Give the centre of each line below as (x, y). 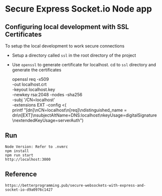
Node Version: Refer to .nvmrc (37, 147)
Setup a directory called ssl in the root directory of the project (74, 55)
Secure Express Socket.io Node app (79, 9)
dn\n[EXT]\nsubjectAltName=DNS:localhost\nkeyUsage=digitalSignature (84, 115)
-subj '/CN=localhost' (34, 100)
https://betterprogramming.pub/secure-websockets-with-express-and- (75, 185)
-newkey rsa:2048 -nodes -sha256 (47, 95)
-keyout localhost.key (34, 90)
